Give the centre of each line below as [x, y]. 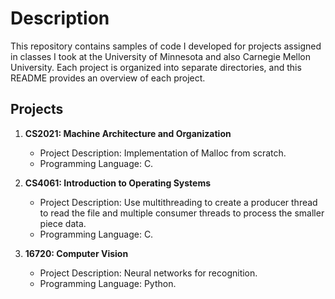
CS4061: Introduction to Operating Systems [118, 183]
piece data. [63, 223]
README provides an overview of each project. [108, 78]
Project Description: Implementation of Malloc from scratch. [163, 153]
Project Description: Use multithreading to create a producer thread [178, 202]
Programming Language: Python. [108, 283]
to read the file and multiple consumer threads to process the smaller [182, 213]
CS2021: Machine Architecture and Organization [128, 133]
